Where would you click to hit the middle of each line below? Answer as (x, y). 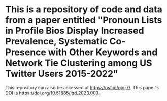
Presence (26, 52)
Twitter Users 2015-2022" (62, 74)
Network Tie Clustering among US (79, 63)
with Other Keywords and (103, 52)
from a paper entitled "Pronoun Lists (84, 20)
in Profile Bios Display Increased (75, 31)
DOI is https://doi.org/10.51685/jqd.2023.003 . (53, 93)
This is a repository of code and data (84, 9)
